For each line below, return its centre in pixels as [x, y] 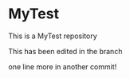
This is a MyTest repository [53, 36]
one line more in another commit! [63, 66]
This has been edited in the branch [65, 51]
